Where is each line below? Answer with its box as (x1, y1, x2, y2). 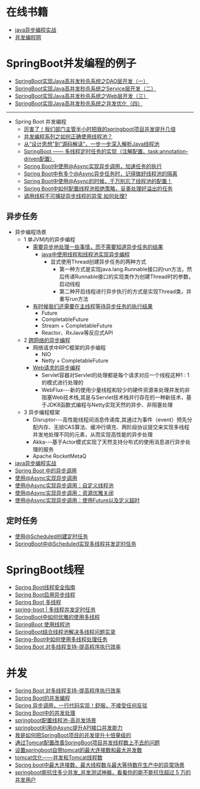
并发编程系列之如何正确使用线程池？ (23, 133, 113, 140)
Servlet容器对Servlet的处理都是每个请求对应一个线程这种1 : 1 (41, 371, 189, 378)
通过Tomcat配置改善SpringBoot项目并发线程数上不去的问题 (14, 739, 160, 746)
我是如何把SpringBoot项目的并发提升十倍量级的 (14, 732, 132, 739)
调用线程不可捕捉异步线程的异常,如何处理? (23, 192, 127, 199)
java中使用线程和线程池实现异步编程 (41, 250, 130, 257)
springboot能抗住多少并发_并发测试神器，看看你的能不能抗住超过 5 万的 (14, 769, 191, 776)
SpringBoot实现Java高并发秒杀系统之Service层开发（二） (14, 84, 157, 92)
